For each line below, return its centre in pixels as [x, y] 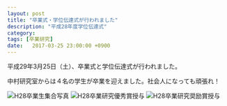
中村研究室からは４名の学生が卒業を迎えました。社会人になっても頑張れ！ [114, 81]
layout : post [26, 14]
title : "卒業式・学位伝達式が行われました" [63, 20]
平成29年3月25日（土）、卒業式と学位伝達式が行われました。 [94, 66]
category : [22, 33]
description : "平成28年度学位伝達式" [57, 26]
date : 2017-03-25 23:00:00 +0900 [59, 46]
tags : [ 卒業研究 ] [30, 39]
